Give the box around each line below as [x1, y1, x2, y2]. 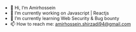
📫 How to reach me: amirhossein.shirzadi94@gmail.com [10, 21, 131, 27]
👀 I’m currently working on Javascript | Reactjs [10, 10, 109, 16]
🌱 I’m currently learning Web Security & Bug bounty [10, 15, 120, 21]
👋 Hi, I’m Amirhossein [10, 5, 56, 10]
